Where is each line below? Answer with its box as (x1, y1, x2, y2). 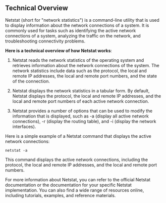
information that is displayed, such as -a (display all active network (12, 113, 149, 119)
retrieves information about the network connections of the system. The (12, 62, 160, 68)
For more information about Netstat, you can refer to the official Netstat (5, 176, 151, 182)
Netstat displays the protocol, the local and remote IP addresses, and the (12, 93, 162, 99)
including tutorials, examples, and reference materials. (5, 192, 116, 198)
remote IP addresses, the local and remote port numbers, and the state (12, 73, 157, 79)
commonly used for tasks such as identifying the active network (5, 27, 136, 34)
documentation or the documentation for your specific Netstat (5, 182, 132, 188)
